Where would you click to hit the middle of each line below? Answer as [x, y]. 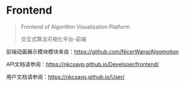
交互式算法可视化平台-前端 [53, 39]
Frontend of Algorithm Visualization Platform [75, 27]
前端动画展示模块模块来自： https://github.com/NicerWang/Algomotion [92, 52]
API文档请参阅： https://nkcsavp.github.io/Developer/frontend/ [83, 64]
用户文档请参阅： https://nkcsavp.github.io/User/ [66, 77]
